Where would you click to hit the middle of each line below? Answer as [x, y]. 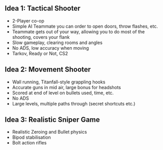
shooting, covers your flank [41, 37]
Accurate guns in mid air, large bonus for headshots [66, 87]
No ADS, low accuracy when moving [50, 48]
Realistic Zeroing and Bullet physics [49, 132]
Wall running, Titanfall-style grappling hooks [59, 82]
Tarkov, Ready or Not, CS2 [40, 53]
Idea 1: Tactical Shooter [43, 8]
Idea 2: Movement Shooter [48, 69]
